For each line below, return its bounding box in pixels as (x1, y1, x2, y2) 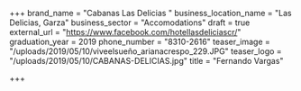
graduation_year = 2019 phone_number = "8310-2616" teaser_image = (9, 36, 270, 47)
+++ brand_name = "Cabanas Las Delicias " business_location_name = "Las (9, 8, 293, 18)
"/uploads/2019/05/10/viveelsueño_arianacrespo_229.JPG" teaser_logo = (9, 46, 282, 57)
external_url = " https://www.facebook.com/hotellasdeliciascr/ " (9, 27, 242, 37)
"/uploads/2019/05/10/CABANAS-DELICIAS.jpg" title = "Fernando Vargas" (9, 56, 284, 66)
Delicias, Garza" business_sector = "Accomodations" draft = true (9, 17, 251, 28)
